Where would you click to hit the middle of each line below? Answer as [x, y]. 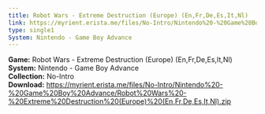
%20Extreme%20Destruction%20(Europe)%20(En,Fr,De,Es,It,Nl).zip [119, 101]
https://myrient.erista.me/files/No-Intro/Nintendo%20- [134, 85]
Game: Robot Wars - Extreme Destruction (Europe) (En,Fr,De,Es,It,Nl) [120, 60]
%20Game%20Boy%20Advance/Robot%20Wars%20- [97, 93]
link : [17, 23]
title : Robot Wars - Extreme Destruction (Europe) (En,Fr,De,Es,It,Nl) [128, 15]
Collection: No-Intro [41, 76]
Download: [26, 85]
